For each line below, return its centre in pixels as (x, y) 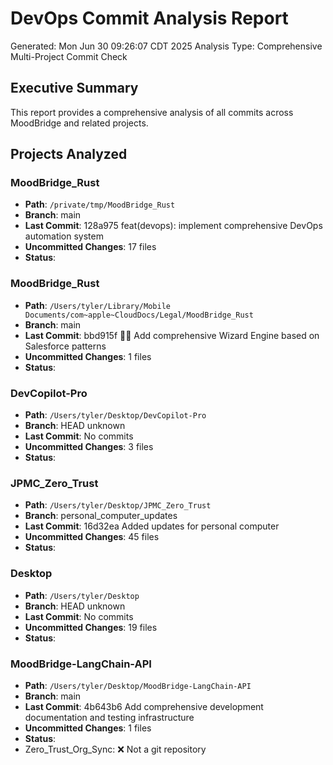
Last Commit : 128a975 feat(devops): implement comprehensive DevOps (173, 226)
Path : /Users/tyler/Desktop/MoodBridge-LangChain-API (138, 685)
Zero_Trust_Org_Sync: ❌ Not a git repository (115, 749)
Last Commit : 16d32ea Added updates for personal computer (152, 526)
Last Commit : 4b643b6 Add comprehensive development (144, 706)
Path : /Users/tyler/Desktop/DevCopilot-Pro (115, 415)
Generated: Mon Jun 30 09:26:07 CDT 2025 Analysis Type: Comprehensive (166, 46)
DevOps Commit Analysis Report (149, 18)
